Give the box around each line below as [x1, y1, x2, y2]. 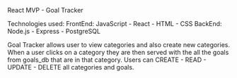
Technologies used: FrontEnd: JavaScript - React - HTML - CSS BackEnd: [7, 20, 222, 27]
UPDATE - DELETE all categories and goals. [7, 63, 134, 71]
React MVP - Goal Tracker [7, 6, 83, 14]
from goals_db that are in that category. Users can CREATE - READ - [7, 56, 207, 64]
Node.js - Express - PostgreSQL [7, 27, 101, 35]
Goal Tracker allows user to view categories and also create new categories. [7, 41, 230, 48]
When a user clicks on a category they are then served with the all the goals [7, 48, 229, 56]
